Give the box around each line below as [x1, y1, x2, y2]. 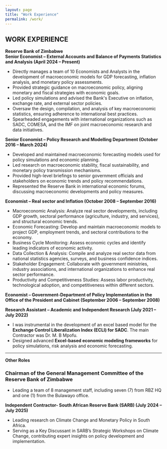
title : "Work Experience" [5, 12, 59, 17]
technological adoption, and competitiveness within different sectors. [12, 282, 155, 288]
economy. [12, 234, 33, 240]
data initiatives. [12, 127, 44, 133]
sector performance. [12, 271, 55, 277]
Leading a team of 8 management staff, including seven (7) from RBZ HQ [12, 387, 162, 393]
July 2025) [5, 408, 28, 414]
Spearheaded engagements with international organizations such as [12, 116, 153, 122]
